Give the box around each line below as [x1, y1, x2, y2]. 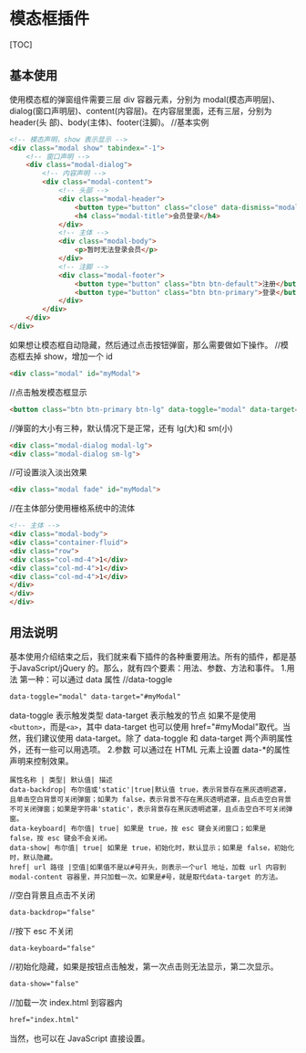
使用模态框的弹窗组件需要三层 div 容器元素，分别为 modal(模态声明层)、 [9, 93, 280, 105]
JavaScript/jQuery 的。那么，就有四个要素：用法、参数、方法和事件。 [16, 662, 280, 673]
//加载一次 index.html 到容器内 [9, 997, 123, 1008]
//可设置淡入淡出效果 [9, 467, 88, 478]
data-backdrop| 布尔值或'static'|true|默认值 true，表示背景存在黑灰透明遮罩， [9, 784, 291, 795]
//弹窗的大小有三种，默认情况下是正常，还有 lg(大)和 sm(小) [9, 422, 234, 434]
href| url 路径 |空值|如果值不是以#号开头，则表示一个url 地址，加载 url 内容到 [9, 862, 287, 872]
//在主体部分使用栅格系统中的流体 [9, 503, 136, 514]
